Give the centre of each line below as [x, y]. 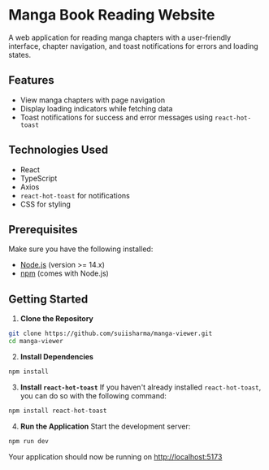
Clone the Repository [56, 319]
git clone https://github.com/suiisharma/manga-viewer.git [111, 334]
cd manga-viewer [36, 342]
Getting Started [48, 299]
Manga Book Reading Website [112, 15]
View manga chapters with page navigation [93, 100]
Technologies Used [58, 150]
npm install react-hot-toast [58, 411]
